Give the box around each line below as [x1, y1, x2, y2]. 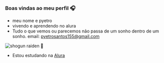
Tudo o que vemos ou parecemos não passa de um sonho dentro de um [12, 28, 160, 34]
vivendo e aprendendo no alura [12, 23, 77, 29]
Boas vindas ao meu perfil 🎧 [5, 4, 76, 11]
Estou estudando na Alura [12, 53, 65, 59]
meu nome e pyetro [12, 18, 52, 24]
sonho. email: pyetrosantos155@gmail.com [12, 33, 100, 39]
